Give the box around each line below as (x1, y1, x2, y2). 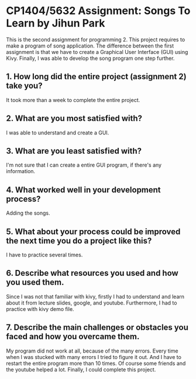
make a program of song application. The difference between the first (6, 42, 174, 49)
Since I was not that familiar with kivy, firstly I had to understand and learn (6, 293, 185, 300)
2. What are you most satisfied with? (6, 113, 142, 124)
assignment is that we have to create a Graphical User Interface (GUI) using (6, 48, 188, 55)
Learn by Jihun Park (6, 16, 105, 30)
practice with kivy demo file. (6, 305, 74, 312)
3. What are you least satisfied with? (6, 145, 142, 156)
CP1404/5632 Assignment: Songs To (6, 4, 191, 18)
